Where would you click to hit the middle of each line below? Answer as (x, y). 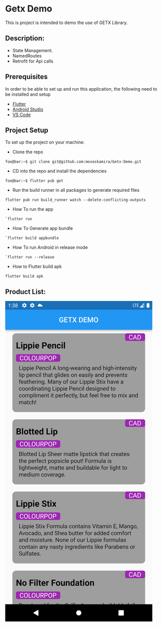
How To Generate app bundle (43, 228)
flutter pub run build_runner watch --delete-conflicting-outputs (76, 200)
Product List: (25, 292)
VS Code (21, 114)
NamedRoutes (27, 56)
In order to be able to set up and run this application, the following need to (81, 89)
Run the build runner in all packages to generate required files (76, 190)
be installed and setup (28, 94)
